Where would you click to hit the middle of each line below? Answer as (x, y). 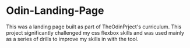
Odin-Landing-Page (55, 11)
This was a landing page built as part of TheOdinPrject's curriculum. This (94, 27)
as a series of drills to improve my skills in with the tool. (72, 39)
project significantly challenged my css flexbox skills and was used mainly (95, 32)
